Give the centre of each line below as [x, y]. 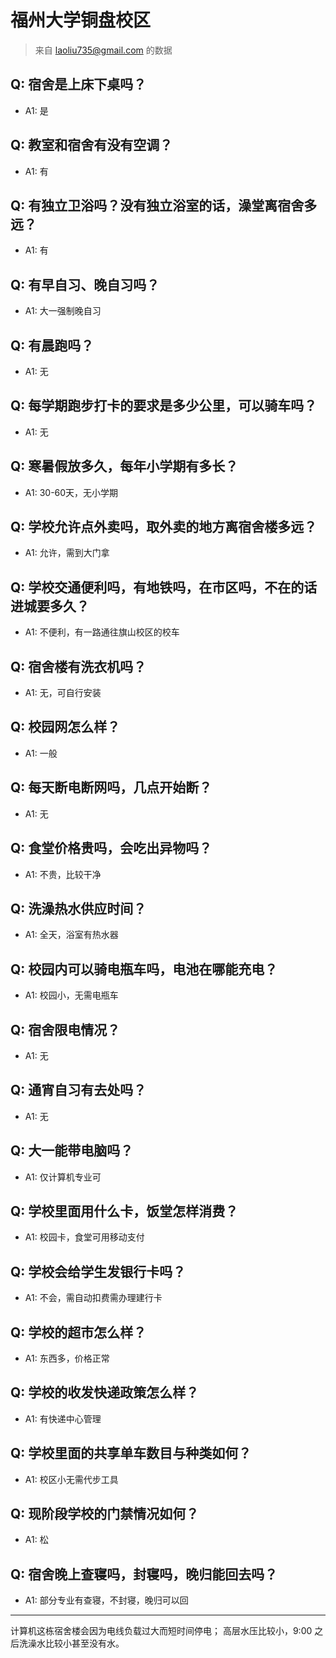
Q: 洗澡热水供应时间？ [78, 908]
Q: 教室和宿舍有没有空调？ [91, 145]
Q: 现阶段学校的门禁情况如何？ [105, 1514]
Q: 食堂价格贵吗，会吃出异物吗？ [111, 848]
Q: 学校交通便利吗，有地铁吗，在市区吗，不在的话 [164, 587]
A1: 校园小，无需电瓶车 [71, 995]
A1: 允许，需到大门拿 [67, 553]
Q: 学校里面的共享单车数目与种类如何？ [131, 1453]
